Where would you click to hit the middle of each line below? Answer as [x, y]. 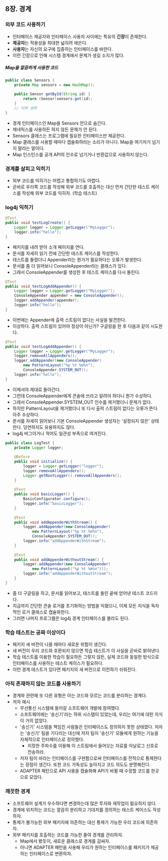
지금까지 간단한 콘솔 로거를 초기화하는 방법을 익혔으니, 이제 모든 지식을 [81, 605]
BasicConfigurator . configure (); [57, 499]
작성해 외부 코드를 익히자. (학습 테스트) [59, 193]
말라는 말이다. [31, 148]
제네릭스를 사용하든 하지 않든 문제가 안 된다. [55, 129]
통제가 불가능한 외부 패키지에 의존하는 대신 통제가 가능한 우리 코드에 [78, 822]
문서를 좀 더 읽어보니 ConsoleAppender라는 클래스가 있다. [70, 266]
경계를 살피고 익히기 [28, 169]
